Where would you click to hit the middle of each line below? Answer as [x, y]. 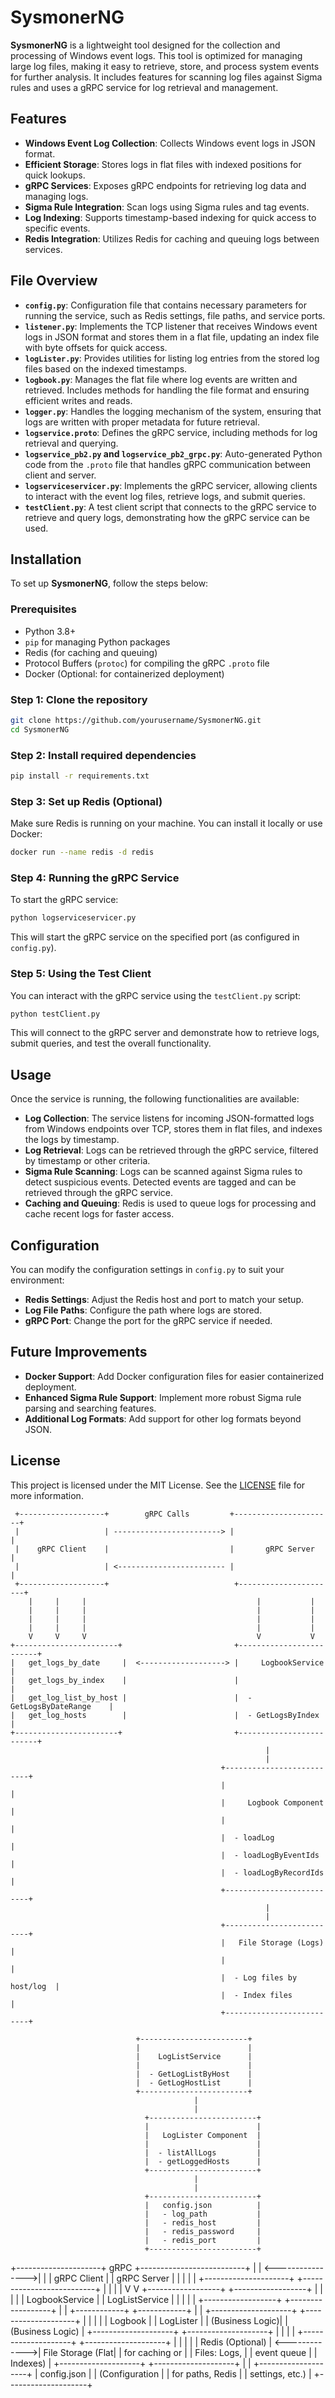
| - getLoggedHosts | [203, 2161]
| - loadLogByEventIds [270, 1855]
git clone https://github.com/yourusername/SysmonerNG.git [136, 720]
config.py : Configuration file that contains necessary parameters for [165, 305]
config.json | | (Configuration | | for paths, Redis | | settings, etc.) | [175, 2373]
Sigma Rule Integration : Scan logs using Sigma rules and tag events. [167, 207]
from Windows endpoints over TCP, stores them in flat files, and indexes [173, 1129]
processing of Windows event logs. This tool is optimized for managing [156, 55]
